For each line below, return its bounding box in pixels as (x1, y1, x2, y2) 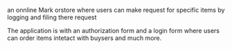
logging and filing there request (7, 13, 97, 21)
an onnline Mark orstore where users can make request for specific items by (7, 6, 225, 14)
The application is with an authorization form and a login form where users (7, 27, 220, 35)
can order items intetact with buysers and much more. (7, 34, 162, 42)
